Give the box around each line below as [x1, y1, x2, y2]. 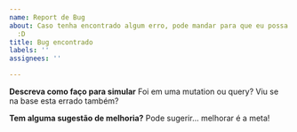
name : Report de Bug [9, 12, 86, 22]
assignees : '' [9, 54, 62, 63]
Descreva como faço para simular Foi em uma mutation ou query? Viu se [9, 86, 279, 97]
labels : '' [9, 46, 50, 55]
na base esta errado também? [9, 96, 119, 106]
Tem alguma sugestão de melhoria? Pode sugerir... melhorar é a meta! [9, 113, 270, 123]
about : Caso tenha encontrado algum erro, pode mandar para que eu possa [9, 21, 289, 30]
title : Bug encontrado [9, 37, 93, 47]
